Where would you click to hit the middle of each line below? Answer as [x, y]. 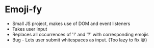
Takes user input [30, 29]
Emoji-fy [23, 9]
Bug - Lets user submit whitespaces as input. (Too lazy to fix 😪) [80, 40]
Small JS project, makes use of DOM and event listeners [71, 23]
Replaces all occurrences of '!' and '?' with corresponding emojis [80, 34]
